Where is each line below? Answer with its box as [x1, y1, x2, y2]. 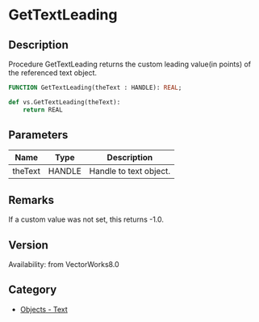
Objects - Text [19, 304, 69, 314]
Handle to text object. [89, 166, 171, 177]
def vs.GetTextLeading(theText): [8, 98, 121, 106]
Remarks [8, 193, 55, 207]
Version [8, 238, 48, 252]
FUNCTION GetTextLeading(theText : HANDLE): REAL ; [8, 83, 182, 91]
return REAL [23, 105, 63, 114]
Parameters [8, 128, 69, 142]
